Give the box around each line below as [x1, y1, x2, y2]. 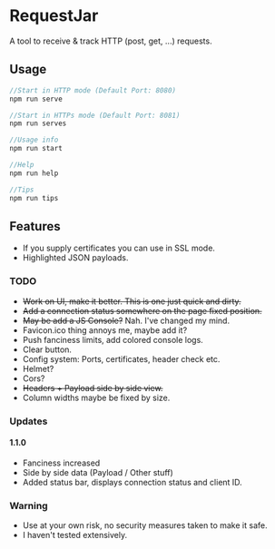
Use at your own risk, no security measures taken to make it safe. [22, 520, 268, 531]
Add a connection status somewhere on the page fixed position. [22, 305, 262, 316]
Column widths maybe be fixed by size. [22, 392, 171, 403]
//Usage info [9, 135, 59, 145]
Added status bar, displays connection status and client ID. [22, 476, 242, 487]
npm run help [9, 169, 59, 178]
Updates [9, 415, 48, 427]
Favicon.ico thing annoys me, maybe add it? [22, 324, 188, 336]
